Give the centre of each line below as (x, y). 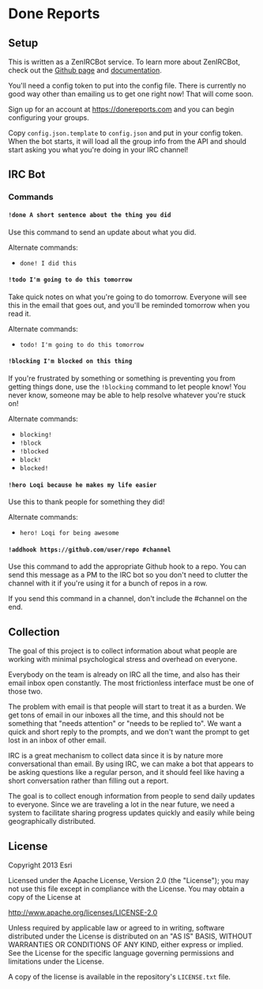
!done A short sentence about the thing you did (90, 215)
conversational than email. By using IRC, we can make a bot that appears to (131, 764)
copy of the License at (45, 897)
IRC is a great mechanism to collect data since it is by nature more (116, 756)
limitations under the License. (56, 961)
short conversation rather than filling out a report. (88, 781)
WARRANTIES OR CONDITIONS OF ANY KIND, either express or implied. (126, 944)
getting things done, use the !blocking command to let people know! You (127, 386)
